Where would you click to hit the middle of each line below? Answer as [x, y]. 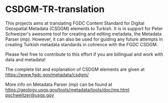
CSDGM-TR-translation [55, 9]
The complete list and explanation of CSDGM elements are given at [75, 69]
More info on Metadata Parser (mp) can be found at [59, 84]
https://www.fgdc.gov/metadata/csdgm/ [47, 74]
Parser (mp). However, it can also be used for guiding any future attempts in [84, 39]
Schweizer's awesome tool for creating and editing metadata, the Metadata [83, 34]
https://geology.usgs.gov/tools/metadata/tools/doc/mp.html [67, 89]
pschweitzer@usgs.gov [30, 95]
